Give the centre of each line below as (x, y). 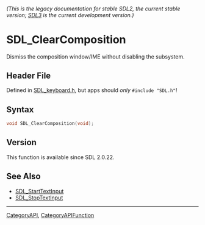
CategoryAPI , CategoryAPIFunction (50, 215)
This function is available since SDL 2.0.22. (60, 157)
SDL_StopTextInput (39, 198)
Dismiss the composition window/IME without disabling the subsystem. (95, 56)
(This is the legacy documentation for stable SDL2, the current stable (93, 9)
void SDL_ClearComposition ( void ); (50, 124)
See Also (23, 177)
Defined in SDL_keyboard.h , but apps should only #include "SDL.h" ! (92, 90)
